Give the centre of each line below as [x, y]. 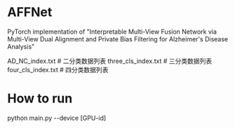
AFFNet [30, 12]
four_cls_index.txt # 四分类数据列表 [58, 69]
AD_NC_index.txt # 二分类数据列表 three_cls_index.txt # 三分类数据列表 [110, 61]
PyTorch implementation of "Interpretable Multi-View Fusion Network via [112, 32]
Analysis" [21, 46]
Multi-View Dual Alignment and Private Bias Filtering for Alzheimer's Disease [118, 39]
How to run [40, 99]
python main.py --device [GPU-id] [57, 118]
